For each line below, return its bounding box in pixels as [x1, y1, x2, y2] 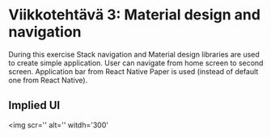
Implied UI [8, 98, 61, 112]
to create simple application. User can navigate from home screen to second [8, 58, 264, 68]
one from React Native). [8, 75, 88, 85]
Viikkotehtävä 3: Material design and [8, 6, 261, 24]
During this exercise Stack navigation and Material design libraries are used [8, 49, 260, 59]
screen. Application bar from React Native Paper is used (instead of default [8, 66, 259, 76]
